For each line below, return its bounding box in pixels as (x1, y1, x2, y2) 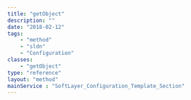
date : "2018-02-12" (7, 23, 65, 30)
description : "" (7, 17, 55, 24)
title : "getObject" (7, 10, 65, 18)
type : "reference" (7, 69, 62, 76)
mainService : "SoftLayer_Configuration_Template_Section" (7, 82, 185, 89)
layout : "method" (7, 75, 59, 83)
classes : (7, 56, 33, 63)
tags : (7, 30, 23, 37)
